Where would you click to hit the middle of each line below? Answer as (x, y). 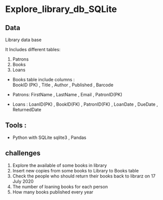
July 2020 (23, 181)
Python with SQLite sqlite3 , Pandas (49, 137)
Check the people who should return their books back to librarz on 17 (84, 176)
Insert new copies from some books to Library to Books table (75, 170)
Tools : (16, 126)
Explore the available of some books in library (59, 165)
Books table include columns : (44, 79)
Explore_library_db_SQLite (61, 9)
